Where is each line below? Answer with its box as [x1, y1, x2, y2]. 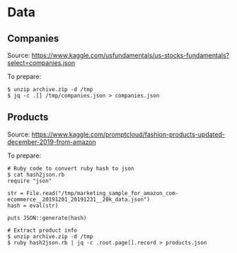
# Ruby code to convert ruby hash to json [7, 165, 134, 172]
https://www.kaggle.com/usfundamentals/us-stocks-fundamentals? [31, 51, 230, 59]
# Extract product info [7, 227, 78, 234]
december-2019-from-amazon [7, 137, 97, 146]
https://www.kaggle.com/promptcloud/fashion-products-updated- [31, 130, 225, 139]
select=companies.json [7, 59, 76, 67]
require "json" [7, 177, 52, 184]
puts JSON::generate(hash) [7, 214, 87, 221]
